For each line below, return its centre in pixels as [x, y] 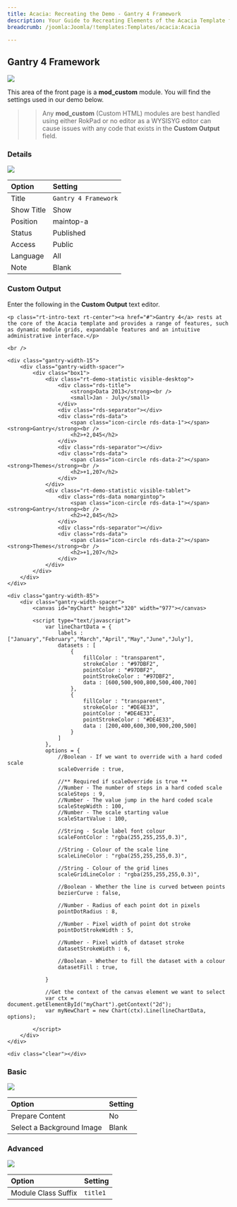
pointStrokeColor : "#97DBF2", [129, 676]
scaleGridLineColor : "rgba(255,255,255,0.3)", [129, 874]
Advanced [25, 1149]
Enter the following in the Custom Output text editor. [84, 304]
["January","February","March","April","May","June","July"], [101, 639]
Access [23, 245]
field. [50, 136]
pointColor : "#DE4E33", [120, 713]
